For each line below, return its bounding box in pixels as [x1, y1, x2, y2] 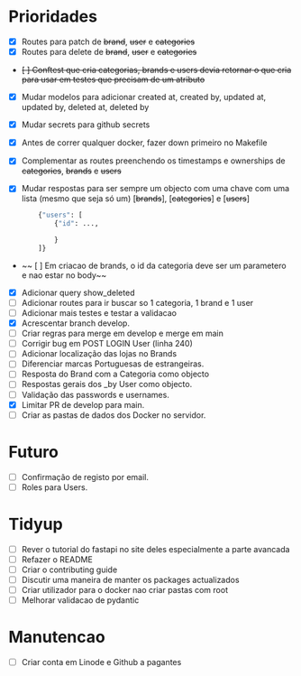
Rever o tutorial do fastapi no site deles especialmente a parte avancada [21, 543, 290, 554]
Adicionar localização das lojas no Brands [21, 348, 178, 359]
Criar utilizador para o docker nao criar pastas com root [21, 584, 229, 595]
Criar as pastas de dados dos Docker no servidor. [21, 409, 206, 421]
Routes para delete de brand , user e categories [21, 47, 197, 57]
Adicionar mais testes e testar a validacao [21, 308, 178, 318]
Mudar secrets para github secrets [21, 119, 150, 130]
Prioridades [8, 6, 98, 27]
